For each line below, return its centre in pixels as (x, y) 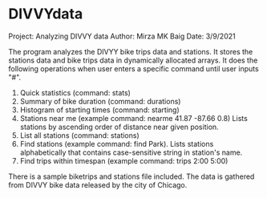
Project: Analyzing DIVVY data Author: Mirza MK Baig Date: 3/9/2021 (122, 36)
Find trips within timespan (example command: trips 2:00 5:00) (124, 160)
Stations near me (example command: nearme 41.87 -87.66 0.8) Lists (134, 118)
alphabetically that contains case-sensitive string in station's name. (131, 152)
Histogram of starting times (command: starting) (99, 110)
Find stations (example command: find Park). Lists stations (117, 143)
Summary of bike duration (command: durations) (100, 101)
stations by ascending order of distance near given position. (119, 127)
